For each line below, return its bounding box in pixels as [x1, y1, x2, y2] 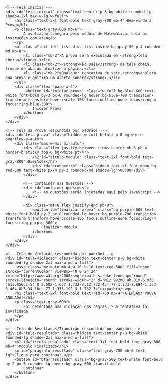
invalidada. [5, 309, 30, 314]
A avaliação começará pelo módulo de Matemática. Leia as [23, 31, 147, 36]
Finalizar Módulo [41, 225, 78, 230]
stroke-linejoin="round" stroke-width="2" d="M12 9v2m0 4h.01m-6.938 [5, 278, 154, 283]
